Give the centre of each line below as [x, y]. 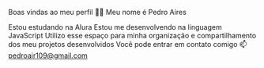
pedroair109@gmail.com [48, 55]
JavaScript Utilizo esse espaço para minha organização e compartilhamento [132, 36]
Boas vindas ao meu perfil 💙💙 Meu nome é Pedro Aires [98, 12]
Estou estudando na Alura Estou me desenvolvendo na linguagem [115, 27]
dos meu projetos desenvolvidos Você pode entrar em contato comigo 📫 [128, 44]
